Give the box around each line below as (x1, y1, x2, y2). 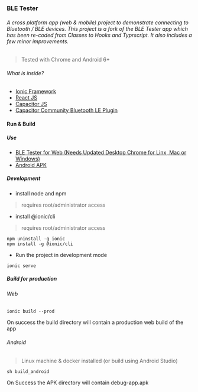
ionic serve (7, 262, 36, 269)
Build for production (7, 275, 57, 282)
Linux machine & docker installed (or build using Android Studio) (21, 357, 178, 364)
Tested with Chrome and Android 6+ (21, 56, 110, 63)
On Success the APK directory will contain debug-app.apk (7, 379, 149, 386)
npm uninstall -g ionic (7, 236, 66, 242)
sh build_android (7, 368, 50, 374)
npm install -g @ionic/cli (7, 241, 73, 247)
